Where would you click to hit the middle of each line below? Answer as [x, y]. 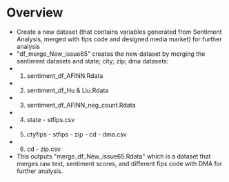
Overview [35, 13]
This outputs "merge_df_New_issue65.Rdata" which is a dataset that [113, 156]
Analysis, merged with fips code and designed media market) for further [119, 39]
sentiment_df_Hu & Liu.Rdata [68, 90]
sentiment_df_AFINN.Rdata [65, 75]
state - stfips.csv [51, 119]
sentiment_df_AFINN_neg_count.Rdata [81, 105]
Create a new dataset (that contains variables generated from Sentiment [119, 32]
